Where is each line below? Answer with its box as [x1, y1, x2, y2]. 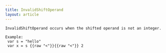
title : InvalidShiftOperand [5, 7, 64, 12]
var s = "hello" [7, 38, 41, 44]
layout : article [5, 12, 39, 17]
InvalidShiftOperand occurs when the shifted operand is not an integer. [5, 25, 162, 30]
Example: [5, 34, 23, 39]
